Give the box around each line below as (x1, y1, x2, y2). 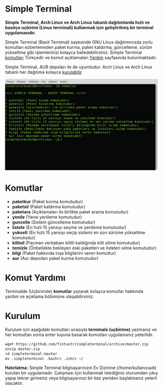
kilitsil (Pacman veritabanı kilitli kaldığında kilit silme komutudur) (12, 240, 141, 245)
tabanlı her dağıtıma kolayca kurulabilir (5, 69, 82, 75)
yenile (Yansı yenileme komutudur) (12, 214, 82, 220)
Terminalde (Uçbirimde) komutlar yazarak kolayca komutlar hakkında (5, 288, 144, 294)
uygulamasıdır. (5, 30, 36, 35)
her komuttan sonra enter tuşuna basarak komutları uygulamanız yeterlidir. (5, 331, 154, 338)
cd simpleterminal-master (5, 351, 57, 356)
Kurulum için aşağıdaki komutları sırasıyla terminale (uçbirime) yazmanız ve (5, 326, 157, 332)
